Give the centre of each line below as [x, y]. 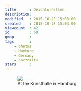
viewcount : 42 [22, 28]
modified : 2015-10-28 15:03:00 [40, 19]
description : [18, 14]
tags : [18, 42]
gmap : [18, 37]
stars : [18, 64]
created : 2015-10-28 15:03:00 [40, 23]
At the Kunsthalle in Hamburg [47, 84]
